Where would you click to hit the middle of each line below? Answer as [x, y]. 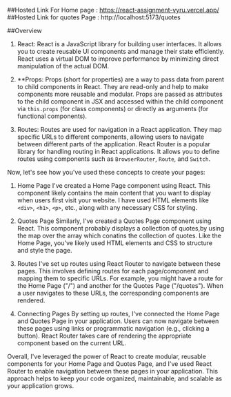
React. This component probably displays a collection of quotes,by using [121, 228]
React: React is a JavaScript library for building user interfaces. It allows [119, 44]
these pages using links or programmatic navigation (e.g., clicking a [113, 328]
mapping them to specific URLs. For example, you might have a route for [120, 278]
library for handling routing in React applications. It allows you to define [118, 152]
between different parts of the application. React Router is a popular [113, 144]
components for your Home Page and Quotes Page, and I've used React [110, 364]
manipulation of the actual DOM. [63, 66]
